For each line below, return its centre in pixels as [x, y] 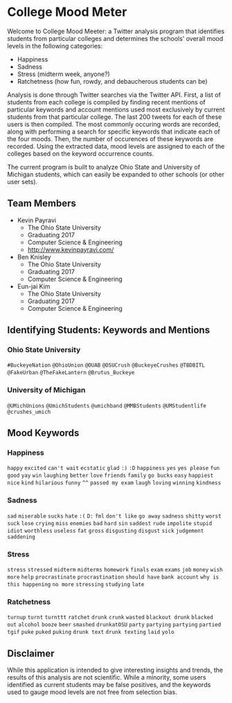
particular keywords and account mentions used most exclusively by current [116, 109]
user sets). [23, 181]
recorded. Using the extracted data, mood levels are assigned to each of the [116, 146]
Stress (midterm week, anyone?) [63, 74]
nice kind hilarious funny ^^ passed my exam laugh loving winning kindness [114, 483]
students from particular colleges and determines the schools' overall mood [115, 38]
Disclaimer [31, 654]
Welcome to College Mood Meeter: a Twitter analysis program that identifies [116, 31]
